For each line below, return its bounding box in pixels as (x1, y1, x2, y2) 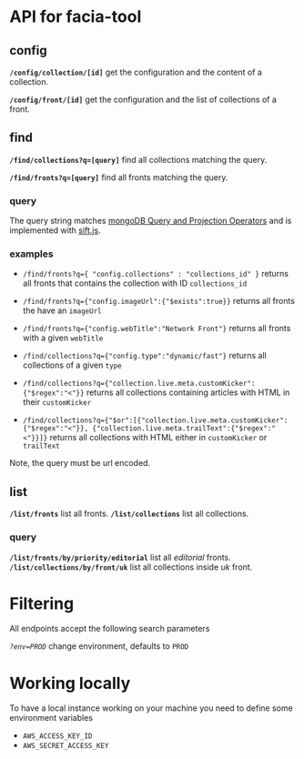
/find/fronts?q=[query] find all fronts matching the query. (9, 171, 228, 183)
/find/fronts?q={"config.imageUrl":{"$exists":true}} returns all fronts (22, 296, 296, 307)
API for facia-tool (9, 6, 142, 27)
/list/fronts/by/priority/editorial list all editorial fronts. (9, 552, 232, 562)
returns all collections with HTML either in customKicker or (49, 432, 268, 443)
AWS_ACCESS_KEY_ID (22, 732, 93, 741)
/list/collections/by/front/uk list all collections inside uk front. (9, 562, 253, 572)
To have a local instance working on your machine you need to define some (9, 703, 293, 713)
